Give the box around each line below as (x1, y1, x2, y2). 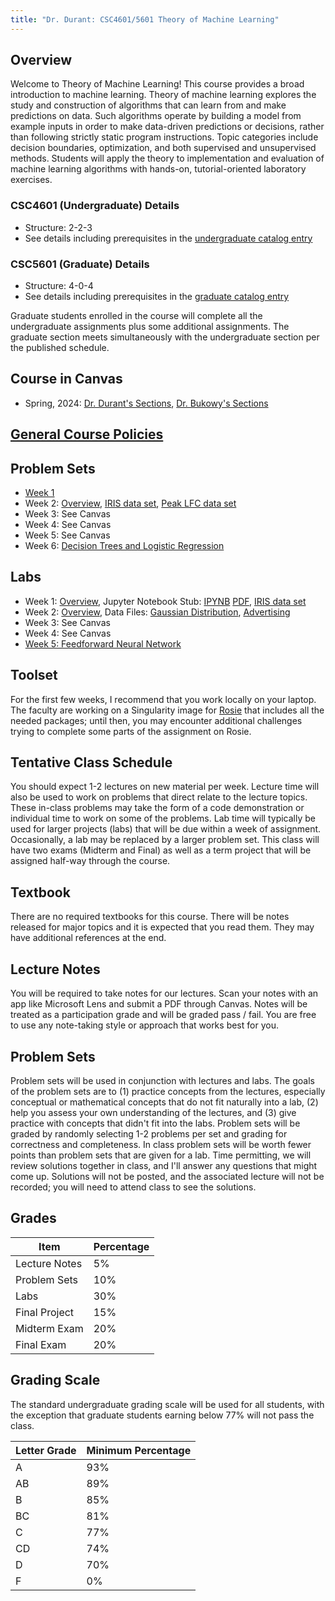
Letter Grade (15, 1443, 77, 1457)
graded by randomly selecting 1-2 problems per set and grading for (10, 1127, 288, 1140)
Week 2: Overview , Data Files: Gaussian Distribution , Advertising (24, 606, 291, 618)
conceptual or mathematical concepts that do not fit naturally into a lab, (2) (10, 1096, 319, 1108)
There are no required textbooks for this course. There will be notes (10, 911, 290, 923)
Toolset (10, 667, 58, 684)
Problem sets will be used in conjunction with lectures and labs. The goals (10, 1074, 315, 1086)
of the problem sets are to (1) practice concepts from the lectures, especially (10, 1085, 326, 1097)
